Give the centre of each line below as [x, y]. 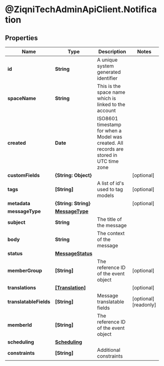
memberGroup [25, 270]
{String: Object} [73, 175]
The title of [109, 219]
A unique [107, 60]
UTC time [108, 161]
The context [111, 233]
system [105, 66]
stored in [107, 155]
